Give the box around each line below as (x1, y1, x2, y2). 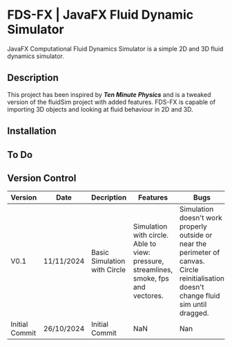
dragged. (179, 308, 209, 318)
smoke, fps (133, 274, 169, 283)
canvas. (179, 256, 205, 266)
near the (179, 239, 207, 249)
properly (179, 222, 207, 231)
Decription (90, 193, 127, 202)
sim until (179, 300, 207, 310)
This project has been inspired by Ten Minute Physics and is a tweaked (7, 90, 211, 98)
